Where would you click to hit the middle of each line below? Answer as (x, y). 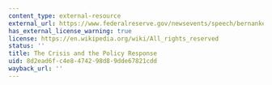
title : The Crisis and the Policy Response (83, 53)
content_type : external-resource (65, 16)
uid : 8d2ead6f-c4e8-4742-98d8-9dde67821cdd (83, 62)
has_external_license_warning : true (70, 31)
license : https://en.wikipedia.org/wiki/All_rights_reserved (114, 38)
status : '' (27, 46)
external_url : (32, 23)
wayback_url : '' (36, 69)
